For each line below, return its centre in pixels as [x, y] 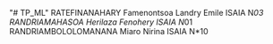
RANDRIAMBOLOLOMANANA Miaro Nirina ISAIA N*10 [109, 31]
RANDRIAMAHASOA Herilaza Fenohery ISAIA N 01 [101, 22]
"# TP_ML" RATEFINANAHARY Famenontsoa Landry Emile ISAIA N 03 [136, 13]
